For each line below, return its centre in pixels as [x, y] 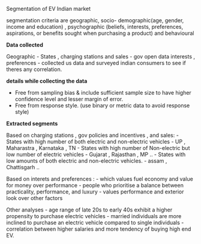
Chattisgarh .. [23, 167]
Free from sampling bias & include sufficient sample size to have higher [103, 92]
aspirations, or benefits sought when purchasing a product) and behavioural [100, 33]
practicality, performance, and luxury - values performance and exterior [95, 192]
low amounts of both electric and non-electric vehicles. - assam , [87, 161]
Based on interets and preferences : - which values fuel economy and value [100, 179]
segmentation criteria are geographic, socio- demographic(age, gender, [95, 20]
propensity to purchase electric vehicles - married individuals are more [94, 216]
